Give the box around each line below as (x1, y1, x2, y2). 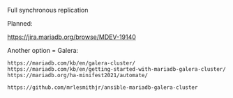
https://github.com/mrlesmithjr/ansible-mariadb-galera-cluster (7, 84, 198, 91)
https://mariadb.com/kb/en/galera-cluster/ (7, 60, 136, 67)
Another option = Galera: (7, 47, 79, 54)
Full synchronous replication (7, 6, 89, 14)
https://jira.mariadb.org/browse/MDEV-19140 (7, 33, 136, 41)
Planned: (7, 19, 33, 27)
